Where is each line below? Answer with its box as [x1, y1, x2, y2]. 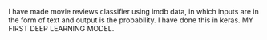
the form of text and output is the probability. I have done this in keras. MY [8, 15, 254, 25]
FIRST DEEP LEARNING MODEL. [8, 24, 115, 33]
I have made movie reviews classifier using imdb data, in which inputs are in [8, 7, 259, 16]
